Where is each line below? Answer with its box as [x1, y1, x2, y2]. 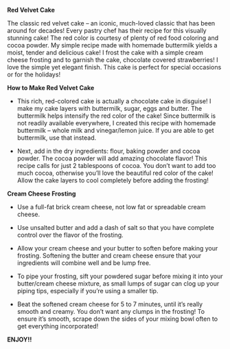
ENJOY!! [7, 335, 32, 343]
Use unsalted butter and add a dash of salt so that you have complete [16, 224, 214, 231]
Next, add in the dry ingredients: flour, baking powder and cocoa [16, 147, 200, 155]
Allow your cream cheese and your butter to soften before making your [16, 244, 218, 252]
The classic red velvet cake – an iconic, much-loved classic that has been [7, 19, 216, 27]
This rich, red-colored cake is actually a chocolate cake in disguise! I [16, 97, 211, 105]
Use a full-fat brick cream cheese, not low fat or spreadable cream [16, 203, 206, 211]
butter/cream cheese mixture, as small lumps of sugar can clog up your [16, 279, 220, 288]
